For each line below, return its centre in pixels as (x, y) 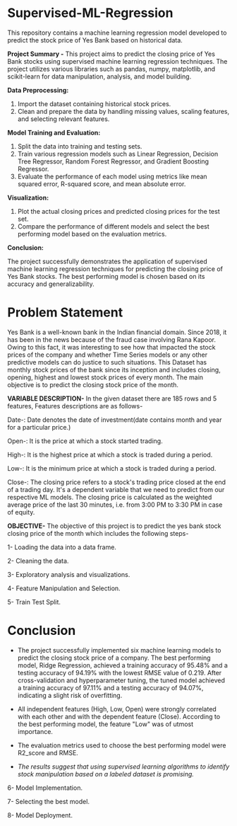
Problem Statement (65, 312)
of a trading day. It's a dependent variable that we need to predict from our (116, 489)
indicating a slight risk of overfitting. (70, 695)
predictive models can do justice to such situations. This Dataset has (107, 362)
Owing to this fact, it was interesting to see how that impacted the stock (111, 347)
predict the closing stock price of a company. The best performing (114, 658)
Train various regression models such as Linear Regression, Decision (118, 154)
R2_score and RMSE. (48, 752)
